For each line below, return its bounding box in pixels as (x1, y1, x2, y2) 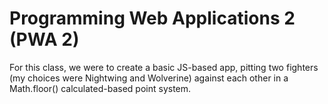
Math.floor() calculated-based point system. (9, 82, 192, 94)
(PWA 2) (9, 28, 80, 51)
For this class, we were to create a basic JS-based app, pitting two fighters (9, 61, 319, 73)
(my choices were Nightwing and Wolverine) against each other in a (9, 72, 289, 84)
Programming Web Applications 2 (9, 7, 296, 30)
